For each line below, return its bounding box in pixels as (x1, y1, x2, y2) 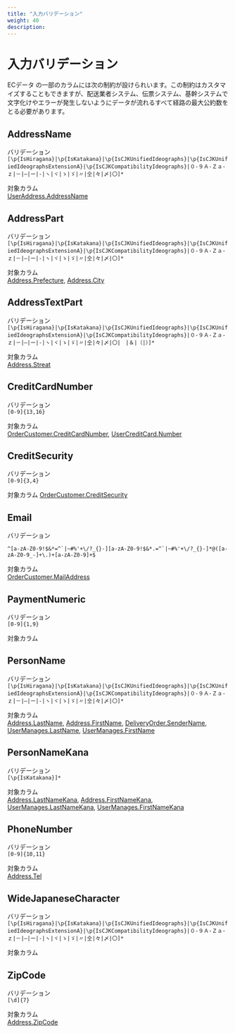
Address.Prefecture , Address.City (7, 276, 105, 285)
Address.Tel (7, 872, 42, 880)
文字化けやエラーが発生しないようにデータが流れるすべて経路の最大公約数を (7, 98, 229, 107)
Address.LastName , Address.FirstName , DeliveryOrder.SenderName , (7, 718, 208, 727)
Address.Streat (7, 360, 51, 369)
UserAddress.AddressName (7, 192, 89, 201)
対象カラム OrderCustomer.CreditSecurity (7, 491, 128, 499)
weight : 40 (7, 17, 39, 24)
